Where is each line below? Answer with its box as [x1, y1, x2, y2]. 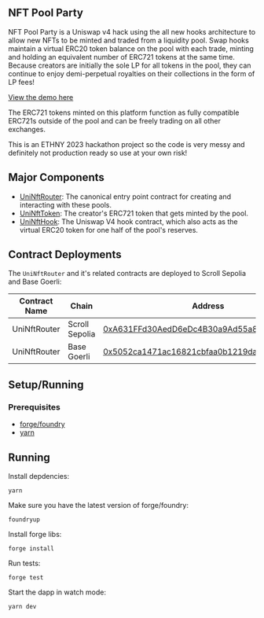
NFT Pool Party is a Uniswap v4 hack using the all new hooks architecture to [8, 27, 256, 36]
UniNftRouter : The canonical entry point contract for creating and [19, 192, 232, 201]
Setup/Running [8, 377, 84, 392]
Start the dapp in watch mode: [8, 587, 106, 597]
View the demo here [8, 92, 74, 101]
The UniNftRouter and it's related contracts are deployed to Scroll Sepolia [8, 269, 246, 278]
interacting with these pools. [19, 200, 112, 209]
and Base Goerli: [8, 277, 62, 286]
